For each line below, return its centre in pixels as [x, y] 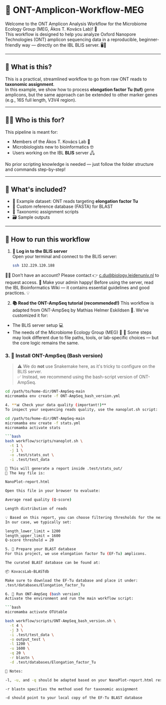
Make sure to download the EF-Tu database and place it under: [72, 580]
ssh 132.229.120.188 [33, 266]
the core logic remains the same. [45, 343]
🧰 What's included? [36, 189]
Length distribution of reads [36, 509]
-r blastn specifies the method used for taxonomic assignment [72, 689]
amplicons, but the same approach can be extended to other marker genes [82, 95]
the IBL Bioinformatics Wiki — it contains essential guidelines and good [77, 288]
